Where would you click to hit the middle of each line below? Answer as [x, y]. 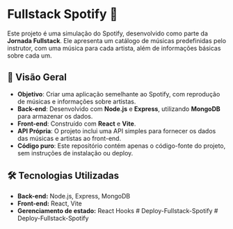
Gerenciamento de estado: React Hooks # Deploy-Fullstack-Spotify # [118, 210]
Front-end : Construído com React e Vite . [77, 124]
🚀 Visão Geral [37, 77]
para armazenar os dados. [55, 116]
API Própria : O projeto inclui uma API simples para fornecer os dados [116, 130]
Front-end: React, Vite [49, 203]
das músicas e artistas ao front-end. [69, 138]
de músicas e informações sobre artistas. [77, 101]
